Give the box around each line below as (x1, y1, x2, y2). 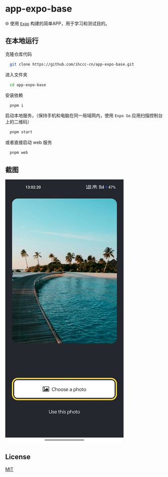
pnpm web (10, 150, 28, 155)
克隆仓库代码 (5, 51, 32, 57)
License (5, 453, 31, 461)
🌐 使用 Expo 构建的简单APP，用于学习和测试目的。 (5, 20, 110, 26)
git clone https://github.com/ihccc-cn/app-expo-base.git (10, 62, 135, 67)
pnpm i (10, 103, 24, 108)
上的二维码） (5, 119, 32, 125)
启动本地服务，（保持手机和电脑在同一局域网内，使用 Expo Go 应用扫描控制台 (5, 112, 163, 119)
